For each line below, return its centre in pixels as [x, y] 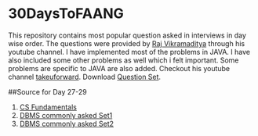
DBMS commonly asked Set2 [67, 123]
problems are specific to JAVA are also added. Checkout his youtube [119, 68]
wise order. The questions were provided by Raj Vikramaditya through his [127, 43]
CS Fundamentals [48, 107]
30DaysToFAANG [66, 14]
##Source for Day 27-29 [48, 91]
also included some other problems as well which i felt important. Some [124, 60]
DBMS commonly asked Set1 [66, 115]
